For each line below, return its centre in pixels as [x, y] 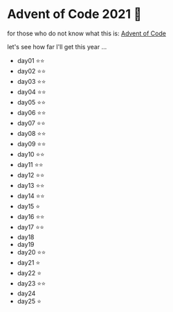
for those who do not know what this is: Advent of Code [86, 33]
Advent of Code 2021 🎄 [74, 14]
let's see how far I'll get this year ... [57, 46]
